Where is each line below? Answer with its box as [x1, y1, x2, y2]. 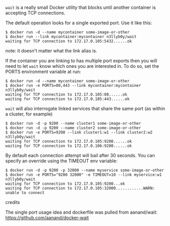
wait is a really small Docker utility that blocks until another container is [5, 5, 156, 10]
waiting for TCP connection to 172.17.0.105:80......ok [5, 92, 127, 97]
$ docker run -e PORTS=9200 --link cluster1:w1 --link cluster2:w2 [5, 130, 153, 135]
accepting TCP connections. [5, 10, 66, 16]
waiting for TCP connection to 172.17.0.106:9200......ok [5, 143, 132, 148]
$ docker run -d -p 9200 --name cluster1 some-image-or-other [5, 121, 141, 126]
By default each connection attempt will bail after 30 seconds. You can [5, 153, 155, 158]
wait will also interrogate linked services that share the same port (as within [5, 105, 165, 111]
